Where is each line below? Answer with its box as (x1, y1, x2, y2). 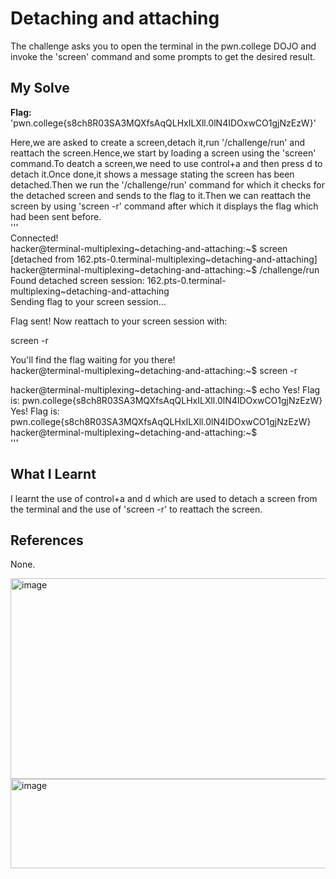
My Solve (10, 80, 70, 97)
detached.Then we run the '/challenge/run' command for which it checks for (10, 178, 325, 191)
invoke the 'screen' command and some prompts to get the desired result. (10, 50, 316, 62)
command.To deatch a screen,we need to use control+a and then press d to (10, 157, 323, 169)
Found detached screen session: (10, 274, 145, 286)
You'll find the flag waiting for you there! (10, 353, 176, 366)
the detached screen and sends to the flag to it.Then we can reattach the (10, 189, 312, 201)
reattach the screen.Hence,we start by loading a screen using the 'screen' (10, 147, 317, 159)
